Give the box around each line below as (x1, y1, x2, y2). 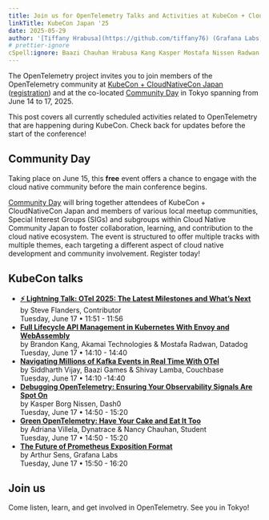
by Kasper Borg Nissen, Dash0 (19, 398, 122, 409)
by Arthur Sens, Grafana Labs (19, 449, 118, 459)
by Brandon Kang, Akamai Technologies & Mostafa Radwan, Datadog (19, 339, 248, 349)
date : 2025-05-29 (8, 26, 66, 34)
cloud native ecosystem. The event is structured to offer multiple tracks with (8, 232, 260, 241)
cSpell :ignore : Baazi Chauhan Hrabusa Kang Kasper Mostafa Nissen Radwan (8, 49, 260, 57)
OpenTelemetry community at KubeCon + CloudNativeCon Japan (8, 79, 224, 89)
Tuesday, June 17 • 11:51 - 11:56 (19, 313, 124, 323)
